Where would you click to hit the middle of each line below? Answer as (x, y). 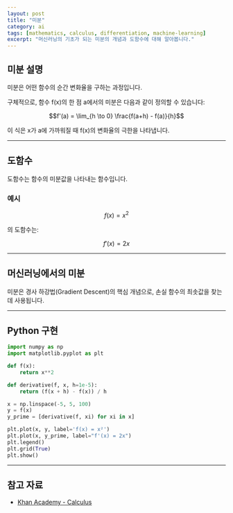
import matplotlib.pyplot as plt (55, 354)
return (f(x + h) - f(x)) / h (63, 392)
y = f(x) (20, 410)
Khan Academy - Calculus (54, 502)
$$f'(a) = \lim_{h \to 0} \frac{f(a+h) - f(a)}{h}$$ (116, 116)
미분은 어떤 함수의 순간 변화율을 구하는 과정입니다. (75, 87)
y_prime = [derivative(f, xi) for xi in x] (71, 417)
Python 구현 (33, 330)
